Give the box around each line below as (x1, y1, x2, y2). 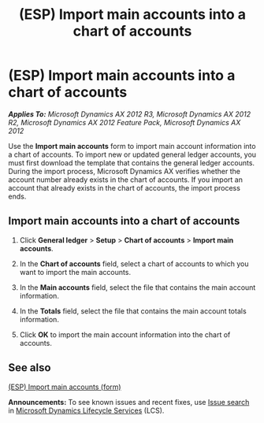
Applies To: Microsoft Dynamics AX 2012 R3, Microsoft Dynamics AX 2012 (8, 109, 251, 119)
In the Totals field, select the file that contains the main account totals (19, 306, 247, 316)
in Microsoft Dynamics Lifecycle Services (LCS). (8, 406, 165, 415)
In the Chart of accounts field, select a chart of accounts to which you (19, 258, 249, 269)
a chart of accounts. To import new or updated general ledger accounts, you (8, 150, 257, 159)
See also (8, 361, 51, 375)
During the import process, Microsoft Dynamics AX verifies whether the (8, 166, 240, 176)
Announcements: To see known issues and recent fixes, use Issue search (8, 397, 250, 406)
